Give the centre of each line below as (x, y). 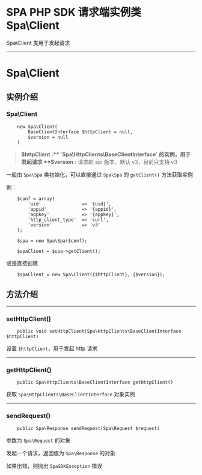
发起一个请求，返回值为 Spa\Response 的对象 (61, 453)
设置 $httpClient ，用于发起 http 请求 (52, 348)
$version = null (48, 137)
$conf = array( (36, 199)
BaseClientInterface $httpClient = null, (81, 132)
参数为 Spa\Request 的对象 (38, 440)
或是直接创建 (22, 263)
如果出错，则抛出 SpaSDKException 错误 (54, 465)
